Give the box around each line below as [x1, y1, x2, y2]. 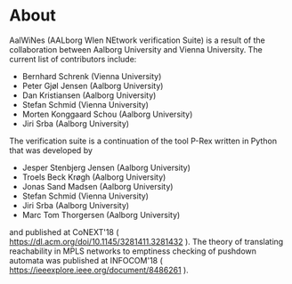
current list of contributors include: [9, 53, 137, 64]
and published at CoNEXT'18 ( [9, 226, 119, 237]
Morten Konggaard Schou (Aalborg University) [21, 109, 193, 119]
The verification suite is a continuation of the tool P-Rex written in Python [9, 135, 278, 146]
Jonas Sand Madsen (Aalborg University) [21, 181, 174, 191]
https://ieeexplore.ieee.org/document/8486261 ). [9, 264, 189, 275]
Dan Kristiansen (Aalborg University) [21, 90, 157, 101]
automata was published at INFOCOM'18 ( [9, 255, 163, 265]
